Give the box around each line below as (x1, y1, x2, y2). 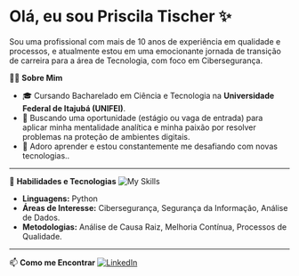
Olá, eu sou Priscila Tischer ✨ (9, 6, 232, 27)
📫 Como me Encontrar (9, 256, 96, 268)
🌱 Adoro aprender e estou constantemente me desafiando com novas (21, 141, 279, 151)
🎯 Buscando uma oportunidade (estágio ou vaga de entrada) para (21, 112, 263, 123)
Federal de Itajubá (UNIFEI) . (21, 102, 126, 113)
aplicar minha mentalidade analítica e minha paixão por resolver (21, 122, 256, 133)
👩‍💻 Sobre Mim (9, 72, 63, 83)
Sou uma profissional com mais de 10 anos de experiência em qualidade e (9, 36, 281, 46)
